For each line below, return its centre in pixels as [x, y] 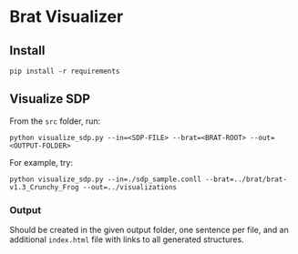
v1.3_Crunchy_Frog [44, 187]
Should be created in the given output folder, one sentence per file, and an [149, 230]
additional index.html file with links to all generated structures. [127, 239]
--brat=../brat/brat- [246, 179]
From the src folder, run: [55, 121]
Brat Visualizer [67, 17]
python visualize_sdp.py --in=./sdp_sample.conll [106, 179]
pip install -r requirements [65, 71]
